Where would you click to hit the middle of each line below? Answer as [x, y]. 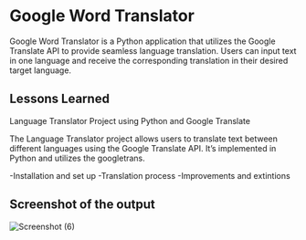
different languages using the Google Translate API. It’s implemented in [143, 148]
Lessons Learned [59, 99]
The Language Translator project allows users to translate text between [144, 139]
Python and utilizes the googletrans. [78, 158]
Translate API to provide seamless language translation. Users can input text [153, 50]
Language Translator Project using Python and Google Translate [130, 120]
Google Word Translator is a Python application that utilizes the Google [142, 41]
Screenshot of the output [82, 205]
